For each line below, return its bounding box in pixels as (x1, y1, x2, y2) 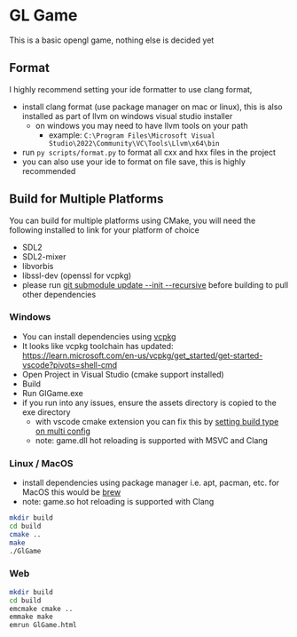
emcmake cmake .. (9, 604, 74, 613)
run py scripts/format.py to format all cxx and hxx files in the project (21, 147, 277, 157)
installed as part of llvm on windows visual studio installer (21, 110, 233, 121)
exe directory (21, 406, 71, 418)
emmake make (9, 612, 53, 622)
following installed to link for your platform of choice (9, 224, 199, 235)
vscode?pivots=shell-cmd (21, 359, 118, 370)
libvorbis (21, 260, 54, 271)
